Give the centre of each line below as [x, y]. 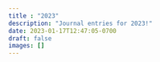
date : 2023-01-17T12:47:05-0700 [62, 31]
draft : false [30, 38]
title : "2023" [34, 16]
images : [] [27, 46]
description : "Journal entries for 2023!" [80, 23]
